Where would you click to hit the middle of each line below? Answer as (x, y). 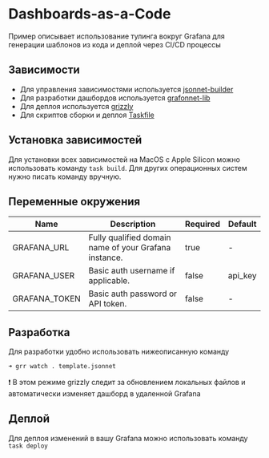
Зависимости (44, 70)
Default (242, 224)
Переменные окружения (74, 201)
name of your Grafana (130, 248)
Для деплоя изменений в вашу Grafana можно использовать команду (128, 438)
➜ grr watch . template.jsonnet (62, 367)
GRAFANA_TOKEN (47, 299)
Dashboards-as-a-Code (90, 14)
